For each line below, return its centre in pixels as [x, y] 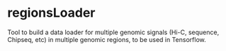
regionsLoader [51, 13]
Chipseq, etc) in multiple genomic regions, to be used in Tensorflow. [107, 39]
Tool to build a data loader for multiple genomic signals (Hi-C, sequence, [113, 32]
